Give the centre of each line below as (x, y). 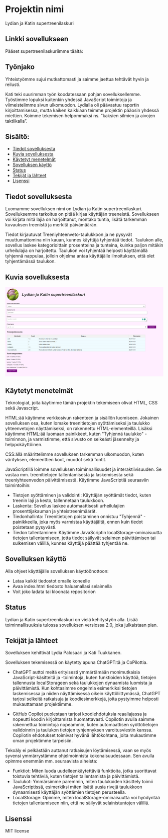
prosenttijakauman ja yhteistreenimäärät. (54, 511)
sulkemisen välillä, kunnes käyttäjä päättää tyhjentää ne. (70, 543)
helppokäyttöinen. (24, 445)
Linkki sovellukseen (37, 39)
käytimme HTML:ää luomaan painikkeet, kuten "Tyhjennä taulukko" (74, 434)
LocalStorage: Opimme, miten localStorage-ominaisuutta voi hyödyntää (86, 798)
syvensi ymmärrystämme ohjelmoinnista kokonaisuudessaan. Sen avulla (80, 756)
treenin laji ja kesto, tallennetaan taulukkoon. (58, 500)
